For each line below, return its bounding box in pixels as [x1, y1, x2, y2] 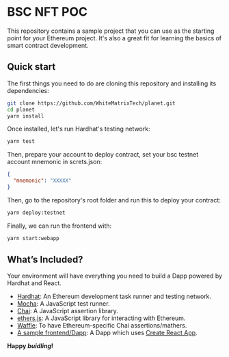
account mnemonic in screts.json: [7, 158, 103, 166]
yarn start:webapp [7, 235, 59, 241]
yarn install [7, 112, 44, 120]
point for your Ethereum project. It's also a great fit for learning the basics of [7, 34, 222, 42]
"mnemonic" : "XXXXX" [13, 177, 72, 185]
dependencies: [7, 86, 49, 94]
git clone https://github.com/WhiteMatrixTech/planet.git [7, 100, 176, 107]
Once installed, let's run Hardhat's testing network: [7, 124, 150, 133]
